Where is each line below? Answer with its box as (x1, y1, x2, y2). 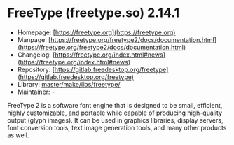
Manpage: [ (17, 35, 51, 43)
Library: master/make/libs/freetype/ (17, 80, 121, 88)
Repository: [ (17, 65, 55, 74)
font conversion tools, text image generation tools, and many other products (7, 123, 227, 132)
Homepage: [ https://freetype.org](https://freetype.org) (17, 28, 176, 36)
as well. (7, 131, 29, 139)
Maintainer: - (17, 88, 55, 96)
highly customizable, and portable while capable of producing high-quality (7, 109, 223, 117)
